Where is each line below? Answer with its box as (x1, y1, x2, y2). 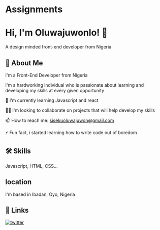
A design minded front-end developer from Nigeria (5, 44, 112, 50)
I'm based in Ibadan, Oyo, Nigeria (5, 191, 75, 197)
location (5, 177, 32, 187)
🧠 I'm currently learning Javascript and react (5, 97, 99, 103)
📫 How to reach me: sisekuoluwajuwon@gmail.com (5, 117, 114, 123)
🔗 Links (5, 206, 29, 215)
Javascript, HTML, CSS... (5, 163, 58, 169)
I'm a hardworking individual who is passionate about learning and (5, 82, 144, 88)
